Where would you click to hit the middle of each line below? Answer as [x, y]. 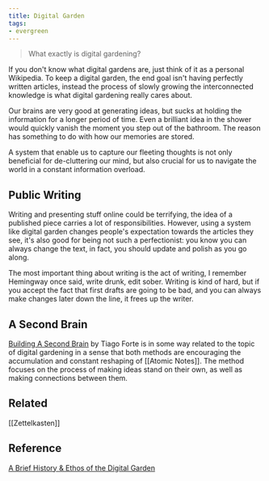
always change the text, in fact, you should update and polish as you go [128, 249]
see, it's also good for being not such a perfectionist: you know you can [128, 240]
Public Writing [45, 195]
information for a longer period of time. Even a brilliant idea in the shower [130, 120]
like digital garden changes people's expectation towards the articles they [131, 232]
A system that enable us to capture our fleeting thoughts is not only [120, 152]
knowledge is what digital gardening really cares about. [100, 95]
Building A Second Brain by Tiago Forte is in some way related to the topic [132, 344]
